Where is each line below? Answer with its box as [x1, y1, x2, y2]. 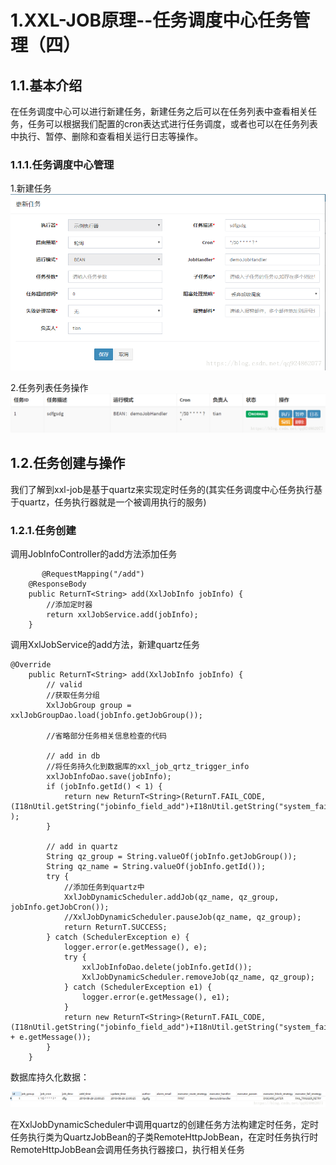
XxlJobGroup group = [46, 701, 132, 711]
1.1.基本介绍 [10, 77, 83, 94]
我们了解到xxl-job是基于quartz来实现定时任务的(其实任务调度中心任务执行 [10, 483, 315, 495]
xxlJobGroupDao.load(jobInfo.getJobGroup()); [10, 711, 203, 721]
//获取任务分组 [46, 691, 100, 701]
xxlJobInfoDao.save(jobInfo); [46, 772, 172, 782]
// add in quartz [46, 842, 118, 852]
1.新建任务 [10, 182, 52, 195]
